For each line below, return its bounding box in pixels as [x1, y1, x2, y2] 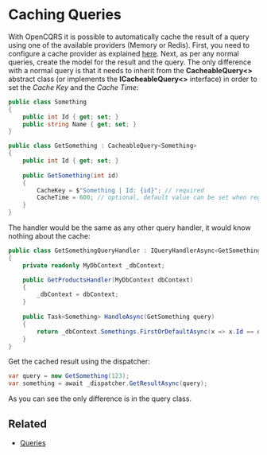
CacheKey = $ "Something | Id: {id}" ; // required [37, 186, 204, 194]
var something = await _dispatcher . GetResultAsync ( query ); [8, 379, 208, 387]
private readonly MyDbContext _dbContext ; [22, 261, 165, 270]
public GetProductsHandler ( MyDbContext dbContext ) [22, 276, 194, 284]
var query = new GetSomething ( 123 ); [8, 372, 130, 380]
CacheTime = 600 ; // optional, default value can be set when [37, 193, 247, 202]
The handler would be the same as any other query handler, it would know [8, 223, 252, 232]
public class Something [8, 98, 87, 106]
